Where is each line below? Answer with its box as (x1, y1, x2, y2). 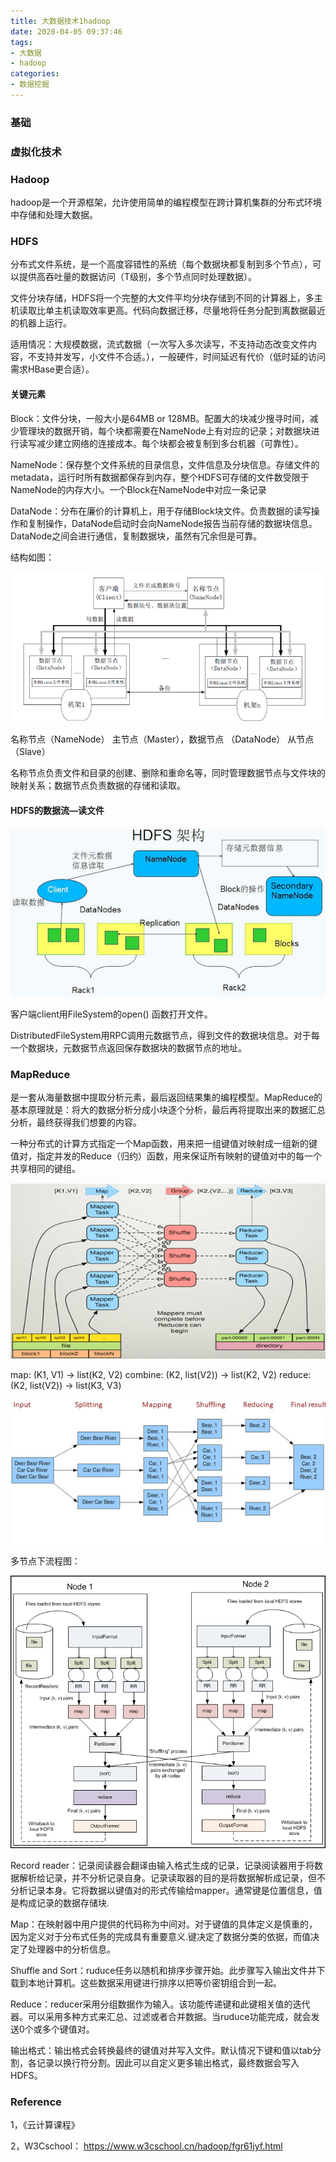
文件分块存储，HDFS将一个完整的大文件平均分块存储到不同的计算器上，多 (10, 292, 315, 304)
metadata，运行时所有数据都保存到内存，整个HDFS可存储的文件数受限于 (10, 471, 310, 483)
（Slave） (10, 746, 51, 758)
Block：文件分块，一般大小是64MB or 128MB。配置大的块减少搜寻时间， (10, 412, 310, 424)
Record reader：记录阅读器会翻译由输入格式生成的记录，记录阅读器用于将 (10, 1859, 315, 1871)
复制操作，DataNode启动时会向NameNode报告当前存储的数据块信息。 (27, 517, 318, 529)
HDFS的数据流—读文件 (10, 804, 105, 816)
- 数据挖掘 (10, 80, 50, 90)
